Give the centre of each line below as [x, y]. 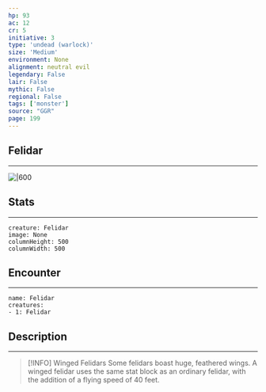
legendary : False [37, 74]
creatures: [26, 306]
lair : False [28, 82]
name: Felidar [32, 299]
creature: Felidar [38, 228]
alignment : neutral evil [49, 67]
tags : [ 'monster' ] [38, 104]
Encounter [34, 273]
